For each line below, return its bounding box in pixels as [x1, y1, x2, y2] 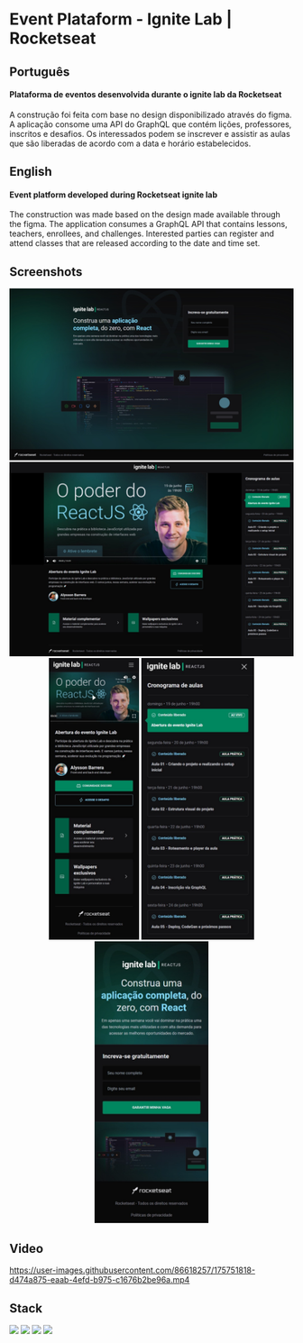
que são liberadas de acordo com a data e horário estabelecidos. [9, 138, 252, 149]
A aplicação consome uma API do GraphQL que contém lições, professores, [9, 118, 292, 130]
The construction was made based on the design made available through [9, 209, 281, 220]
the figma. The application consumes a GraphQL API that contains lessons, [9, 219, 288, 230]
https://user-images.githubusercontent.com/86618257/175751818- [9, 1265, 255, 1275]
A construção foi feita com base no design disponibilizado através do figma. [9, 109, 292, 120]
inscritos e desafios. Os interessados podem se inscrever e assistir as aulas [9, 128, 290, 139]
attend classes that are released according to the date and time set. [9, 238, 261, 249]
